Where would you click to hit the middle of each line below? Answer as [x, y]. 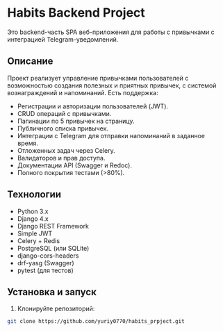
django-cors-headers [48, 256]
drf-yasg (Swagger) [46, 263]
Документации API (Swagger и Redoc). [74, 165]
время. [28, 143]
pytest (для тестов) [46, 270]
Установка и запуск [52, 292]
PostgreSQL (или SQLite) [53, 248]
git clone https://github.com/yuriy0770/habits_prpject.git [96, 322]
